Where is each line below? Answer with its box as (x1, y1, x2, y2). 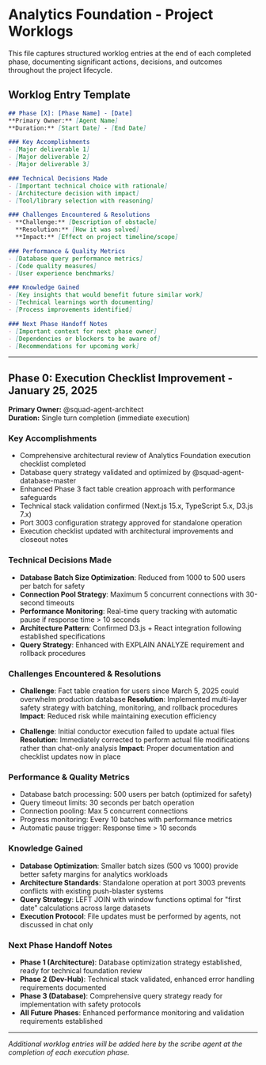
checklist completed (19, 459, 86, 468)
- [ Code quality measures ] (8, 262, 97, 270)
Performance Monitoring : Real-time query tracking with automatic (19, 606, 237, 616)
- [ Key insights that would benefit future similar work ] (8, 291, 203, 299)
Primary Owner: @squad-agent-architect (8, 405, 144, 415)
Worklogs (8, 22, 74, 40)
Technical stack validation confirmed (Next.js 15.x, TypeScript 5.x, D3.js (19, 501, 253, 511)
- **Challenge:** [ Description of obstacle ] (8, 218, 158, 226)
